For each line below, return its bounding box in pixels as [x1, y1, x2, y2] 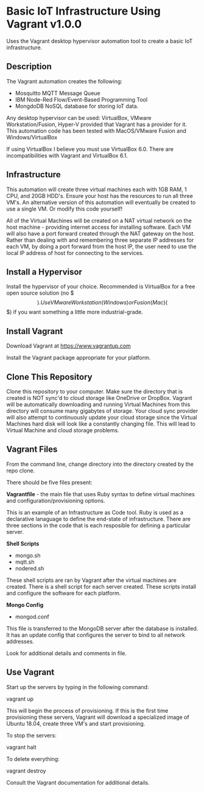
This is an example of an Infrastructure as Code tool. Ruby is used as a [6, 508, 184, 516]
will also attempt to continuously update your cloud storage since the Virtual [6, 414, 197, 421]
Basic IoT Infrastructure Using [6, 4, 161, 18]
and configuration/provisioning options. [6, 497, 105, 504]
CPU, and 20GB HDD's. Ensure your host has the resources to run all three [6, 192, 193, 199]
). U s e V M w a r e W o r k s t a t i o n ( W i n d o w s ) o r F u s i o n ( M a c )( [37, 299, 168, 306]
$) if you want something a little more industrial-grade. [6, 309, 143, 316]
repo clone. [6, 467, 35, 474]
